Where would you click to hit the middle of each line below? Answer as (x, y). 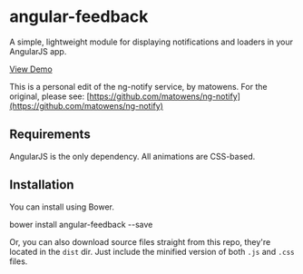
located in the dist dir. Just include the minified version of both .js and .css (152, 251)
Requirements (50, 135)
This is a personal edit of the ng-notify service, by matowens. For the (138, 86)
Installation (42, 185)
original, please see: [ (50, 96)
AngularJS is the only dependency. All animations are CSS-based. (132, 156)
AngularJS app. (38, 51)
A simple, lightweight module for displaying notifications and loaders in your (151, 42)
